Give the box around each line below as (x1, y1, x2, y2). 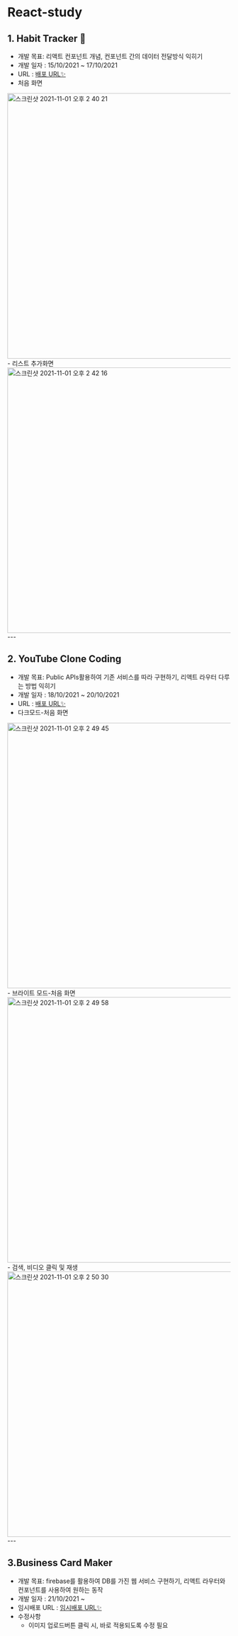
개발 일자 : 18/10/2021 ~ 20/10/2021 (17, 690, 120, 699)
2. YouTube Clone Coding (7, 653, 122, 665)
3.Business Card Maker (7, 1557, 113, 1569)
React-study (7, 4, 83, 21)
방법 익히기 (25, 681, 56, 690)
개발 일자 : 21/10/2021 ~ (17, 1594, 85, 1603)
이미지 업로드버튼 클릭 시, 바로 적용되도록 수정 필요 (28, 1620, 169, 1629)
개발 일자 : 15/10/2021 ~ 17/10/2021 (17, 61, 118, 69)
